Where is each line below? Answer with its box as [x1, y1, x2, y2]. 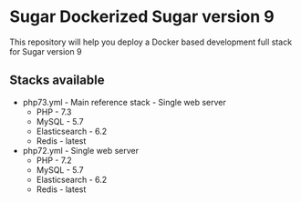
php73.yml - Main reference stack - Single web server [22, 96, 226, 107]
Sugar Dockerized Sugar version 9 [9, 6, 275, 27]
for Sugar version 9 [9, 45, 82, 56]
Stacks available [9, 73, 105, 88]
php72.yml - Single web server [22, 145, 140, 156]
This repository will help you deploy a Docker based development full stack [9, 36, 293, 47]
